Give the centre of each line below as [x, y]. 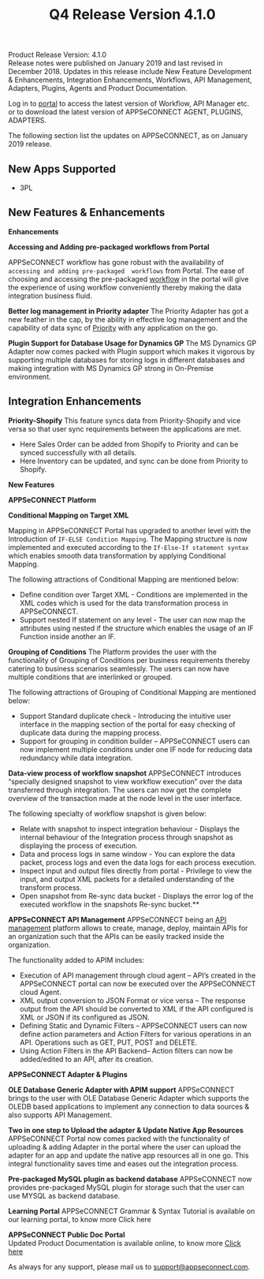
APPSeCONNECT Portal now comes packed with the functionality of [119, 1139]
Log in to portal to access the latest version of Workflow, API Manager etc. [129, 103]
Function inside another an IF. [68, 636]
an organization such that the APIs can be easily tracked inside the [116, 936]
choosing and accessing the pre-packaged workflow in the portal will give [128, 279]
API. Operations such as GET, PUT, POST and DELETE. [108, 1042]
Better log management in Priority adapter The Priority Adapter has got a [128, 311]
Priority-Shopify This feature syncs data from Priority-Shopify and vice [125, 421]
